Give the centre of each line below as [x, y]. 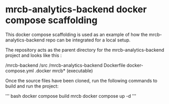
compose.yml [20, 71]
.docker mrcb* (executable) [64, 71]
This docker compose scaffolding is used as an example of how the [77, 34]
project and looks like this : [34, 55]
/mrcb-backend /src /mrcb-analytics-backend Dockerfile [65, 65]
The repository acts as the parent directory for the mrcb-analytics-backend [85, 50]
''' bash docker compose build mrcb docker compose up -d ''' [71, 96]
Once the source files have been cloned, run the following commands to [81, 80]
